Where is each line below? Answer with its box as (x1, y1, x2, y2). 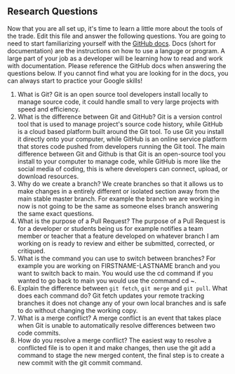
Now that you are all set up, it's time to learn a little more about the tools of (7, 24, 223, 32)
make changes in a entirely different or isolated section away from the (17, 187, 220, 195)
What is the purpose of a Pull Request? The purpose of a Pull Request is (17, 217, 226, 225)
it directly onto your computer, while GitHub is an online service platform (17, 135, 227, 143)
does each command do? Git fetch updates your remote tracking (17, 291, 205, 300)
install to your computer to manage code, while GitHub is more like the (17, 157, 221, 166)
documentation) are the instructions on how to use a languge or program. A (7, 46, 226, 55)
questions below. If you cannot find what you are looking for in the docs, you (7, 69, 229, 77)
